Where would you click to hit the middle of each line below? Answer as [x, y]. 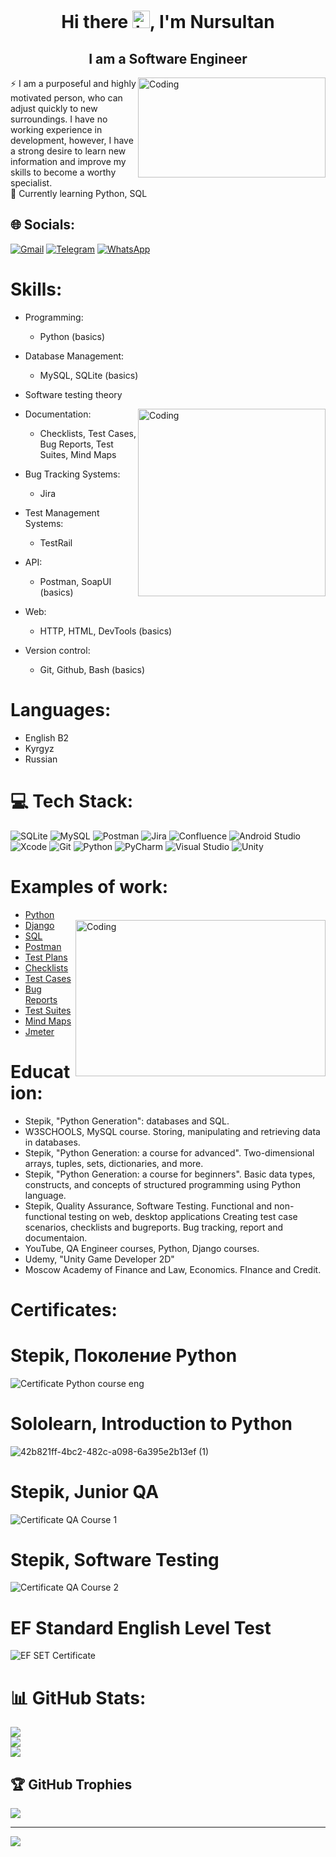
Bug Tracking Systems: [72, 474]
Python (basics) [72, 336]
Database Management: [74, 356]
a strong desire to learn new [68, 151]
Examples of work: [89, 886]
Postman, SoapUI [75, 581]
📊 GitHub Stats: [78, 1697]
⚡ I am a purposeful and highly [73, 83]
